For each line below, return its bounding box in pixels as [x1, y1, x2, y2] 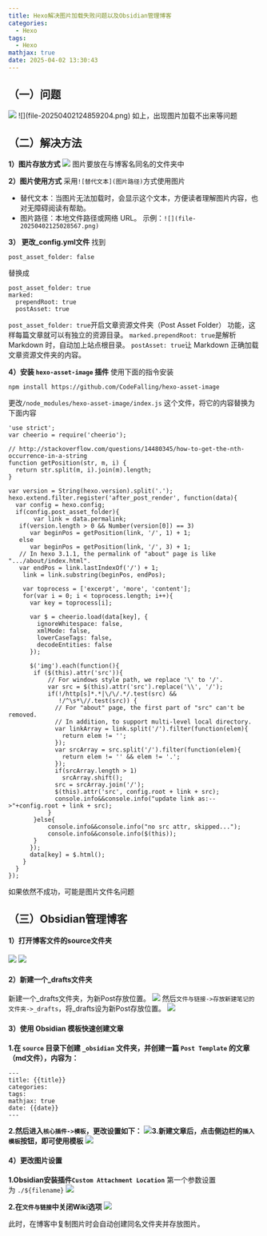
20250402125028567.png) [19, 221, 100, 230]
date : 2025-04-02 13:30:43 [8, 57, 98, 65]
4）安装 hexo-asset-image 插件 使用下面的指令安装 [8, 367, 174, 377]
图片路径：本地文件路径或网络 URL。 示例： [19, 213, 165, 222]
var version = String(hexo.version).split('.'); [8, 487, 173, 495]
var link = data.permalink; [33, 515, 127, 523]
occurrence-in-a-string [8, 452, 88, 460]
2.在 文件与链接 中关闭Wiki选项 [8, 1202, 102, 1211]
